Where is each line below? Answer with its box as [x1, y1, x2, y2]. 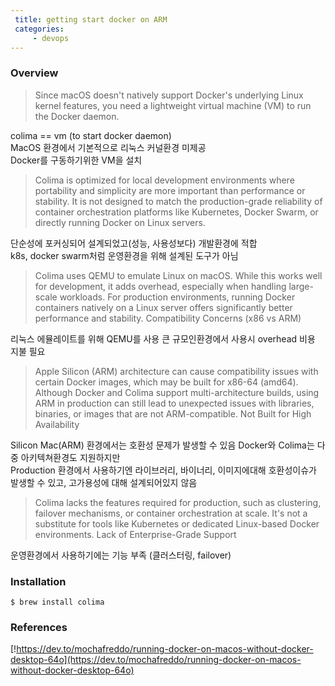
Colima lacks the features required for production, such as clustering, [34, 496, 322, 508]
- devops [32, 33, 70, 43]
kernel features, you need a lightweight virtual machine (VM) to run [34, 99, 312, 111]
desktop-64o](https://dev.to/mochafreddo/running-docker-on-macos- [10, 654, 302, 666]
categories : [14, 24, 65, 34]
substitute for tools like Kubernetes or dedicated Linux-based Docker [34, 517, 320, 530]
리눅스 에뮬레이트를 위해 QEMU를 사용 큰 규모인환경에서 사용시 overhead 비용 [10, 332, 316, 345]
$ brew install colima [10, 597, 105, 607]
